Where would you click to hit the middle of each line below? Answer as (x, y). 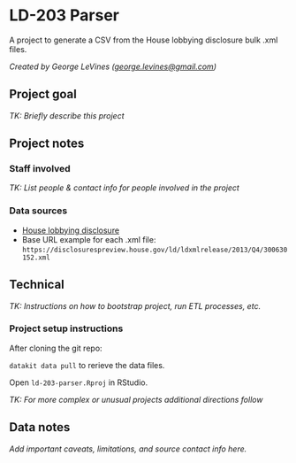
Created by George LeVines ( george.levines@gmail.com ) (113, 66)
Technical (37, 285)
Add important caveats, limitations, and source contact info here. (128, 449)
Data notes (40, 427)
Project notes (47, 144)
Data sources (38, 211)
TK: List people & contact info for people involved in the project (125, 188)
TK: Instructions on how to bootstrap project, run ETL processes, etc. (135, 305)
